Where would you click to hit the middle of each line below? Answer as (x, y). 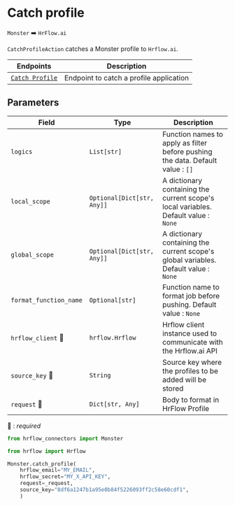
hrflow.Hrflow (113, 338)
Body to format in (191, 400)
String (100, 375)
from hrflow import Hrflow (47, 451)
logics (22, 151)
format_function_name (47, 300)
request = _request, (47, 484)
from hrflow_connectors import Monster (65, 438)
